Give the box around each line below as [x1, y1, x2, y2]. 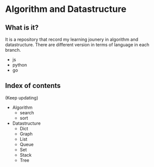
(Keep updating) [5, 94, 39, 100]
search [19, 109, 34, 115]
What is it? [5, 23, 39, 32]
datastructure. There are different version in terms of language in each [5, 42, 150, 48]
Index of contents [5, 82, 61, 90]
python [12, 62, 27, 68]
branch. [5, 47, 21, 53]
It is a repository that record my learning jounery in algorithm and [5, 36, 139, 42]
